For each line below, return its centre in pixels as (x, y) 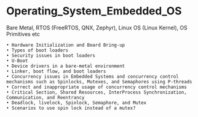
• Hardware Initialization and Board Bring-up (66, 45)
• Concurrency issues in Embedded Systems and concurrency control (93, 76)
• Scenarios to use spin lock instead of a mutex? (71, 108)
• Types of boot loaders (37, 50)
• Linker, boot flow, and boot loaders (56, 71)
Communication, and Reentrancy (45, 97)
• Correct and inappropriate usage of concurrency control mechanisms (97, 87)
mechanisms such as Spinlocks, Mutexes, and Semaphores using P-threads (99, 82)
